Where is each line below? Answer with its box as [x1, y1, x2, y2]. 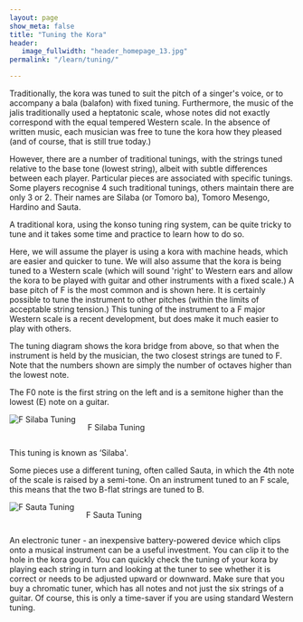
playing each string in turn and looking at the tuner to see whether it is [9, 564, 271, 574]
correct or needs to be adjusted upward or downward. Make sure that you [9, 573, 285, 584]
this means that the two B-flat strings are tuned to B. [9, 485, 205, 495]
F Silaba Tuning [87, 422, 146, 432]
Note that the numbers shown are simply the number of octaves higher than [9, 360, 292, 371]
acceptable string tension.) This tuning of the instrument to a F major [9, 304, 266, 315]
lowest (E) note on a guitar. [9, 397, 110, 407]
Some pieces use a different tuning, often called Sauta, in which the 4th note [9, 465, 295, 476]
